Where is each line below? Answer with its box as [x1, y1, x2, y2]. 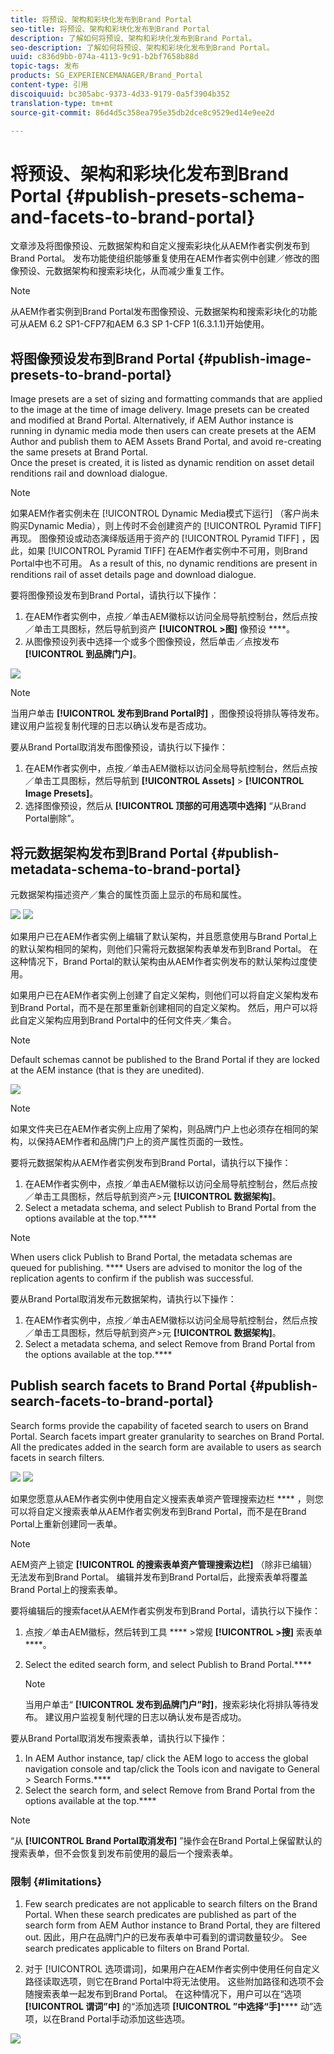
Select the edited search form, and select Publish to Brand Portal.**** [24, 1658, 312, 1670]
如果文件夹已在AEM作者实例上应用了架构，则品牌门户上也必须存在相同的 [10, 1122, 310, 1135]
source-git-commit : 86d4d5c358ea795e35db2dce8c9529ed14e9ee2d [10, 107, 275, 118]
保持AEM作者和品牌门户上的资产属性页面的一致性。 [36, 1135, 249, 1147]
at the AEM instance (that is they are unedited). [10, 1064, 205, 1076]
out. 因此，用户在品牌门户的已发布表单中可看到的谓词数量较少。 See [24, 1931, 308, 1943]
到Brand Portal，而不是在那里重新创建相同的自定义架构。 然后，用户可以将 [10, 1001, 318, 1013]
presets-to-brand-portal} [10, 366, 173, 383]
